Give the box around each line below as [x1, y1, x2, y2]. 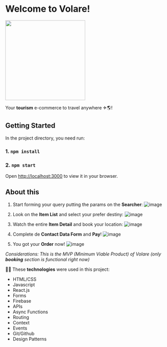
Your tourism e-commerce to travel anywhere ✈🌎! [5, 104, 113, 110]
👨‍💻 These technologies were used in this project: [5, 266, 110, 272]
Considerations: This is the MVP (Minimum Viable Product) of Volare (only [5, 251, 161, 257]
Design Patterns [12, 336, 47, 342]
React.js [12, 287, 30, 293]
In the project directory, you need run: [5, 135, 85, 141]
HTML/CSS [12, 276, 37, 282]
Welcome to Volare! [5, 3, 90, 15]
